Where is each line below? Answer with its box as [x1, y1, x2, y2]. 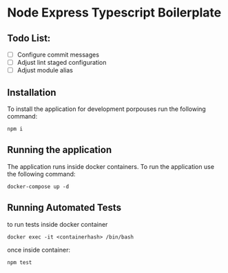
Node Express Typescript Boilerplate [7, 5, 222, 21]
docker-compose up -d [7, 183, 70, 190]
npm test [7, 259, 32, 266]
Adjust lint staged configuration [17, 59, 107, 67]
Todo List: [7, 32, 51, 44]
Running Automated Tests [7, 202, 122, 214]
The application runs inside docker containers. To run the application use [7, 162, 215, 170]
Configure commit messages [17, 50, 100, 59]
